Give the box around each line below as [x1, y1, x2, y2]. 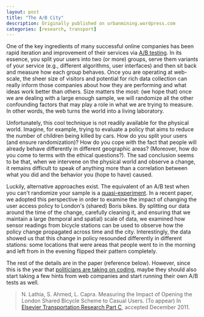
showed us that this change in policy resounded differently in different [6, 235, 182, 242]
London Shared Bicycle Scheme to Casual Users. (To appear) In [21, 297, 181, 305]
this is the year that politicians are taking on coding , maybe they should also [6, 266, 197, 273]
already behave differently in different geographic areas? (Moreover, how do [6, 145, 198, 152]
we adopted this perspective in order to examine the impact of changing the [6, 196, 197, 203]
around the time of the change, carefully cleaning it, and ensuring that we [6, 208, 191, 216]
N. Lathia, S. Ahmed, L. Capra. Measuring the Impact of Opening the [21, 291, 193, 298]
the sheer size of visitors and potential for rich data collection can [22, 75, 188, 82]
